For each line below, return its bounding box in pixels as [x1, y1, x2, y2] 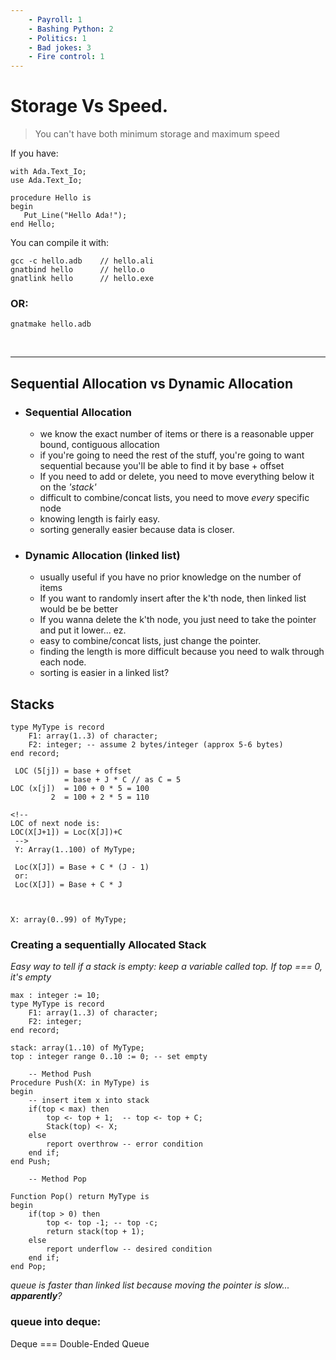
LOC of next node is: [10, 819, 101, 829]
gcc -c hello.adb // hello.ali [10, 256, 155, 266]
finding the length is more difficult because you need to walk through [39, 646, 325, 658]
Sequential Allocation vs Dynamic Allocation [10, 375, 294, 392]
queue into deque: [10, 1315, 102, 1329]
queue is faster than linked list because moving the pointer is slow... [10, 1279, 290, 1291]
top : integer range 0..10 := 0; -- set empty [10, 1052, 208, 1062]
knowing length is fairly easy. [39, 513, 161, 525]
